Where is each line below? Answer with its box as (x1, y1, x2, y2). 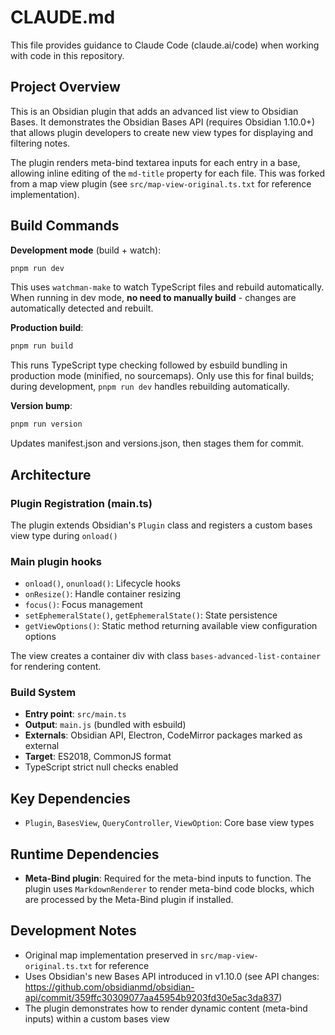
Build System (10, 686, 77, 700)
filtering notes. (10, 137, 71, 149)
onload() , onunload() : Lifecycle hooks (24, 577, 181, 590)
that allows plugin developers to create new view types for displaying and (10, 126, 314, 138)
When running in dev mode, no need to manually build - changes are (10, 292, 297, 304)
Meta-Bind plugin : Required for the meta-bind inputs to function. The (24, 872, 312, 885)
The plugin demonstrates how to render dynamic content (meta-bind (24, 1002, 308, 1014)
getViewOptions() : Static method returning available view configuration (24, 620, 318, 632)
